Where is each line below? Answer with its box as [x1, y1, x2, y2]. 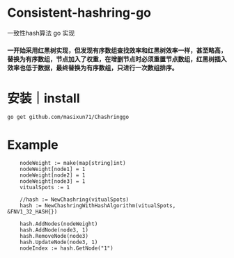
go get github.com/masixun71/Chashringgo [7, 113, 130, 121]
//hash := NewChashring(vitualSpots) [19, 196, 130, 203]
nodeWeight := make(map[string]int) [19, 160, 127, 167]
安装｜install [7, 90, 80, 106]
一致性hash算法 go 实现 [7, 29, 75, 37]
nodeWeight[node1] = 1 [19, 166, 86, 173]
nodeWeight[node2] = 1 [19, 172, 86, 179]
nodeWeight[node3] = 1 [19, 178, 86, 185]
